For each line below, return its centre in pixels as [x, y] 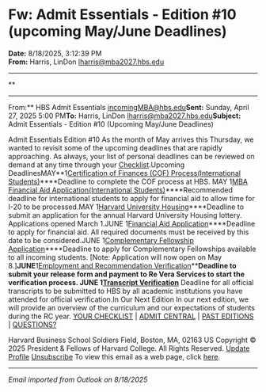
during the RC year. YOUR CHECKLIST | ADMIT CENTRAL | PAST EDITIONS [131, 316]
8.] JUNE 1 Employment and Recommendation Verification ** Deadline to [122, 265]
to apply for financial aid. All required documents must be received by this [129, 232]
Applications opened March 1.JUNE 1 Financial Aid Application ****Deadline [132, 223]
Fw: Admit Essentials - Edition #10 [122, 15]
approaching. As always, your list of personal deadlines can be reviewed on [131, 156]
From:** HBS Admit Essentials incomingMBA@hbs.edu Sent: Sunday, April [129, 107]
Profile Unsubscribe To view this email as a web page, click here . [114, 356]
